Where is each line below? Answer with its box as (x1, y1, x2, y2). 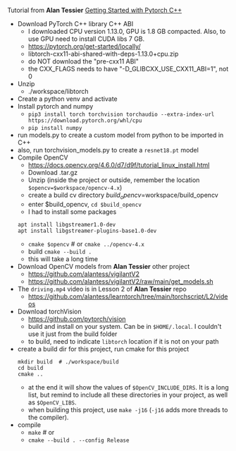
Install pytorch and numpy (17, 102, 94, 110)
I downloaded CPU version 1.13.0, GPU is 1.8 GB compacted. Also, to (27, 28, 226, 35)
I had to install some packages (27, 208, 117, 216)
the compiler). (27, 413, 69, 421)
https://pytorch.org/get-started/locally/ (27, 42, 141, 50)
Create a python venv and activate (17, 95, 118, 103)
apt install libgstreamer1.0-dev (17, 221, 116, 228)
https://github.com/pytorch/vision (27, 314, 126, 323)
